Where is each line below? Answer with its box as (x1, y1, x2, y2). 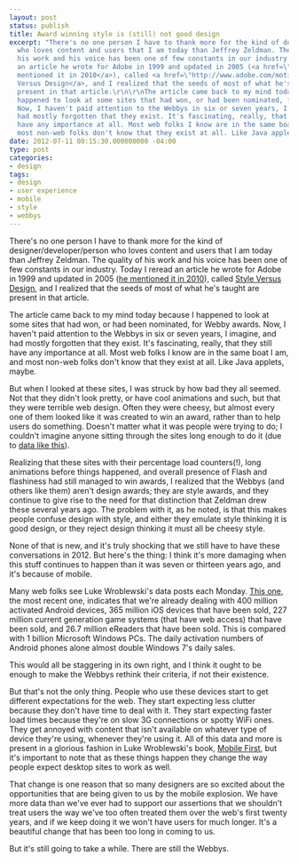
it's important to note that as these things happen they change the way (9, 752, 268, 763)
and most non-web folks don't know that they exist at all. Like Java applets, (9, 356, 285, 367)
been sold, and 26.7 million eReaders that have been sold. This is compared (9, 623, 286, 634)
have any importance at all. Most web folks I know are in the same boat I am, (9, 347, 289, 358)
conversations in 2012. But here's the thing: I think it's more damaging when (9, 550, 286, 560)
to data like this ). (9, 439, 70, 450)
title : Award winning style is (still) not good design (9, 29, 220, 38)
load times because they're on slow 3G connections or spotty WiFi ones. (9, 714, 275, 724)
